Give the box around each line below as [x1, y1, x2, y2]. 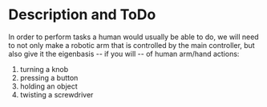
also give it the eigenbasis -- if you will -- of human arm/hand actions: [8, 49, 240, 58]
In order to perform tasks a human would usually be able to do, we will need [8, 32, 259, 42]
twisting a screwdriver [19, 89, 94, 99]
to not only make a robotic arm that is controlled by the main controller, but [8, 40, 255, 50]
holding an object [19, 81, 78, 91]
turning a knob [19, 64, 69, 73]
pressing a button [19, 73, 79, 82]
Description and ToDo [8, 6, 156, 24]
